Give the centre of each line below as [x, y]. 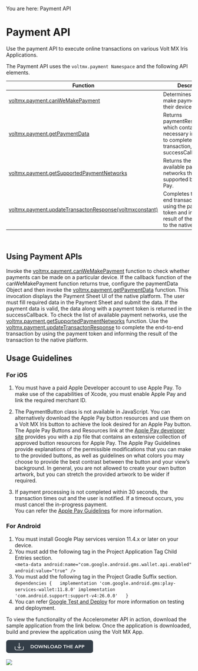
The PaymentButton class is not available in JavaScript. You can [93, 412]
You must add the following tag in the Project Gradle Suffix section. [96, 576]
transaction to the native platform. [47, 340]
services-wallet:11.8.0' [45, 589]
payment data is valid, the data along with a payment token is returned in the [99, 308]
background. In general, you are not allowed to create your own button [100, 468]
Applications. [22, 55]
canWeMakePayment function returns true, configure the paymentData [92, 283]
